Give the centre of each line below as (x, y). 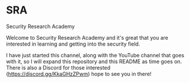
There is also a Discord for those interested (58, 67)
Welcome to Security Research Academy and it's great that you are (87, 37)
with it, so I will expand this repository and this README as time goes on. (94, 61)
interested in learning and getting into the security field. (73, 44)
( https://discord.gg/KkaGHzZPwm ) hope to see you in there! (79, 74)
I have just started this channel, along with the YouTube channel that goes (95, 55)
